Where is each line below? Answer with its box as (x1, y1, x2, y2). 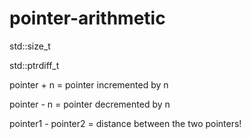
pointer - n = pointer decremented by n (9, 98, 171, 110)
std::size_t (9, 40, 51, 52)
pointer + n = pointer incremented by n (9, 78, 169, 91)
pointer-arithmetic (9, 7, 166, 30)
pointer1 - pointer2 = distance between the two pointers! (9, 117, 242, 129)
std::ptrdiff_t (9, 59, 60, 71)
